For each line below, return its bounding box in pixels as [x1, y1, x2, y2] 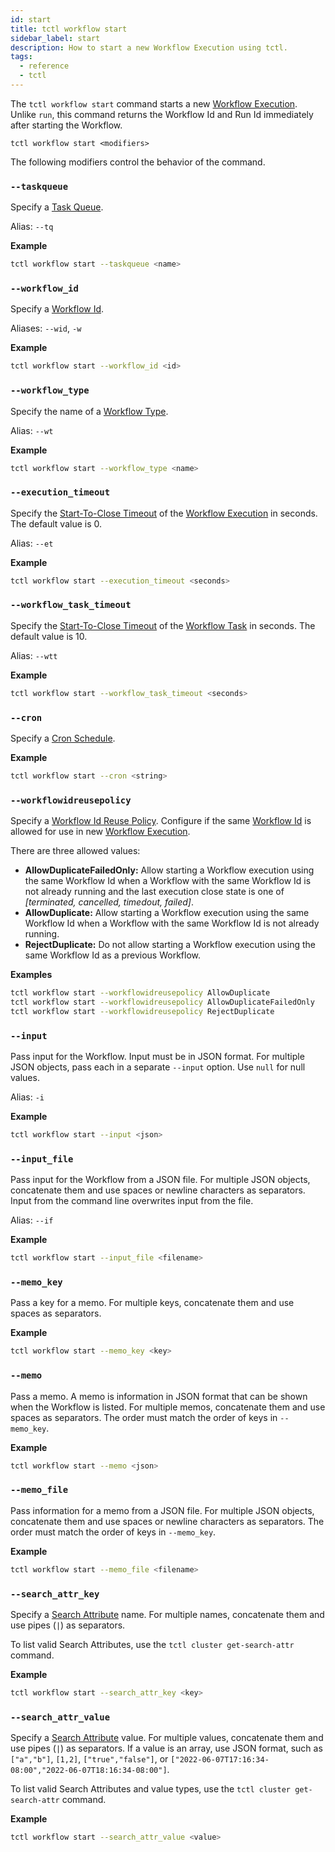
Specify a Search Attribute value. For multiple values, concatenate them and [10, 1732, 324, 1744]
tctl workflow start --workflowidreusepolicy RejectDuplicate [10, 1006, 275, 1016]
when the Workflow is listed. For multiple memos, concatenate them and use [10, 1401, 326, 1413]
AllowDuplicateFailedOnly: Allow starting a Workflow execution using [24, 864, 315, 876]
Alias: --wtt [10, 649, 58, 661]
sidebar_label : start [10, 33, 101, 43]
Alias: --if [10, 1214, 54, 1226]
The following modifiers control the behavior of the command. [10, 156, 266, 168]
